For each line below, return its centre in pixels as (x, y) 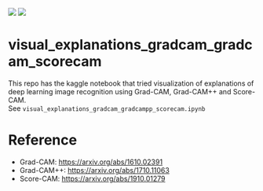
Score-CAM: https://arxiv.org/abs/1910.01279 (92, 178)
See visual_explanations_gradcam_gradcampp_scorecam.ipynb (107, 108)
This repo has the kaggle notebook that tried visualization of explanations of (131, 83)
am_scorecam (55, 62)
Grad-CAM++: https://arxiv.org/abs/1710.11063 (95, 170)
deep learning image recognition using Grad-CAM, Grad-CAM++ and (120, 91)
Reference (42, 140)
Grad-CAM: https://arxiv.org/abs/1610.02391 (91, 162)
